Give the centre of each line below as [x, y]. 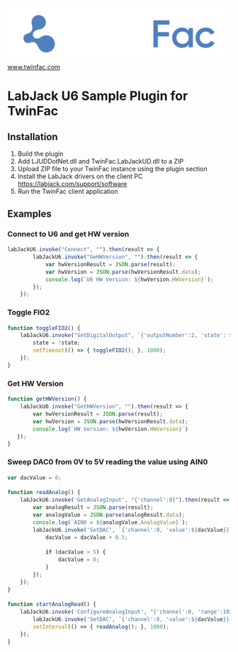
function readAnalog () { [44, 493]
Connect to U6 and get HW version [68, 234]
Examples [29, 213]
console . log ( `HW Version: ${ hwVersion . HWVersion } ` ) [111, 429]
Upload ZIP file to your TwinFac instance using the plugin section [112, 169]
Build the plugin [40, 154]
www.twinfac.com [34, 67]
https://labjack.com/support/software [72, 184]
